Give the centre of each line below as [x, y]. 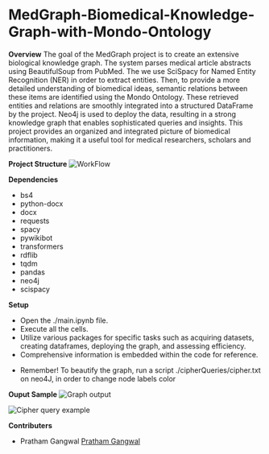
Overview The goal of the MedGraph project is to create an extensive [124, 54]
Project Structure [38, 163]
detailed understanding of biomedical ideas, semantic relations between [128, 88]
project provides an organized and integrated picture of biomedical [120, 131]
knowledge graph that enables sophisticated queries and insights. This [126, 122]
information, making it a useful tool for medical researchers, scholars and [130, 139]
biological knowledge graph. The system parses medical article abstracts [130, 63]
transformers [41, 246]
